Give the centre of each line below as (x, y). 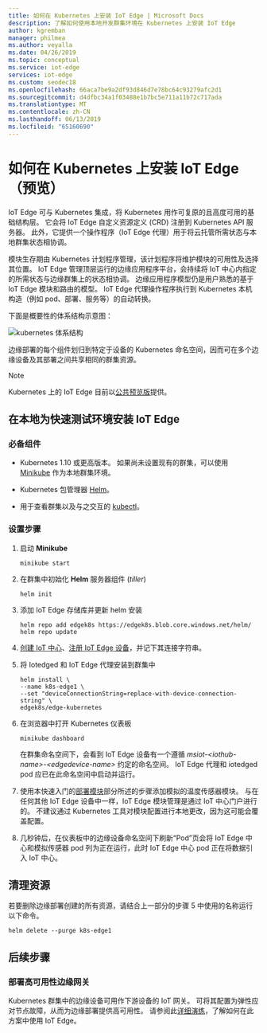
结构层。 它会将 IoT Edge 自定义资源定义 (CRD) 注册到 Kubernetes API (130, 222)
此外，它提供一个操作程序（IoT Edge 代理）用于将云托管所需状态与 (140, 232)
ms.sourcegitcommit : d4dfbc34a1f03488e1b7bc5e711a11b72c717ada (115, 97)
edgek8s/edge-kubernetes (61, 707)
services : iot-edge (41, 75)
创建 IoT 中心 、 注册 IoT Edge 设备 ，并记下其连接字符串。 (113, 648)
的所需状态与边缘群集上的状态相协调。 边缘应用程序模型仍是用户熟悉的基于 (131, 279)
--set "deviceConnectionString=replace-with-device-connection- (128, 694)
